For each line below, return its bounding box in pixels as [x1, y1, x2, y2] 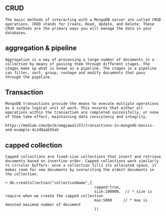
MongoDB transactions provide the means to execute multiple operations [5, 101, 159, 106]
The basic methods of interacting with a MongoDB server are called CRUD [5, 17, 162, 22]
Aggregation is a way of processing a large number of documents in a [5, 57, 155, 62]
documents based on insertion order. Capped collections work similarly [5, 159, 159, 164]
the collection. [5, 172, 39, 177]
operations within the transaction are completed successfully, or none [5, 110, 159, 115]
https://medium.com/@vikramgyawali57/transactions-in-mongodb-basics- [5, 123, 155, 128]
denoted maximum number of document [5, 202, 81, 208]
